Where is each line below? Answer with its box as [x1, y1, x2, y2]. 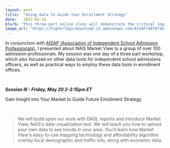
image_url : [5, 26, 28, 31]
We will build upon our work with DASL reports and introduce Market [17, 116, 161, 122]
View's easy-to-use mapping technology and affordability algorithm [17, 132, 159, 138]
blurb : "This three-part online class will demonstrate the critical [5, 21, 155, 27]
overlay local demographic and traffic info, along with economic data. [17, 137, 163, 143]
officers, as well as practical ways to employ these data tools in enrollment [5, 62, 161, 68]
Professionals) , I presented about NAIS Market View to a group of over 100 [5, 45, 161, 52]
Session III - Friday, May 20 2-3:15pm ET [5, 86, 93, 92]
